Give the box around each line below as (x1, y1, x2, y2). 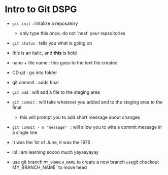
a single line (12, 129, 38, 135)
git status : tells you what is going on (12, 40, 92, 46)
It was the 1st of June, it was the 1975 (12, 139, 91, 145)
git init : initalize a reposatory (12, 20, 78, 26)
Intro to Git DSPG (5, 4, 77, 15)
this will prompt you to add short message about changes (19, 114, 141, 120)
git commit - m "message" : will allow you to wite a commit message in (12, 124, 162, 130)
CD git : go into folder (12, 69, 57, 76)
